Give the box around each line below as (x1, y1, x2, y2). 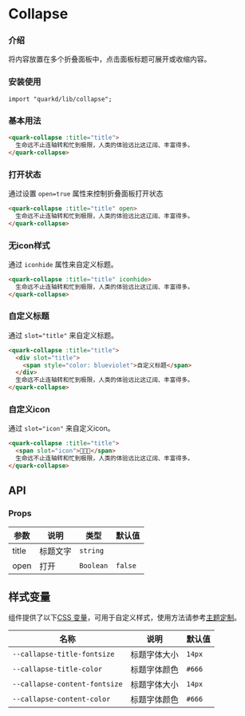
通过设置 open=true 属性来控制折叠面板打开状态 (8, 189, 164, 198)
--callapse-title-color (12, 665, 103, 674)
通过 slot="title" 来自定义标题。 (8, 330, 118, 340)
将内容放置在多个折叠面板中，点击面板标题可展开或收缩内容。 (8, 54, 211, 64)
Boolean (79, 561, 109, 570)
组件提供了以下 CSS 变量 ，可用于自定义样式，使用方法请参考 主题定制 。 (8, 613, 242, 623)
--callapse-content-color (12, 694, 111, 704)
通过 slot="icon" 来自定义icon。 (8, 424, 115, 433)
